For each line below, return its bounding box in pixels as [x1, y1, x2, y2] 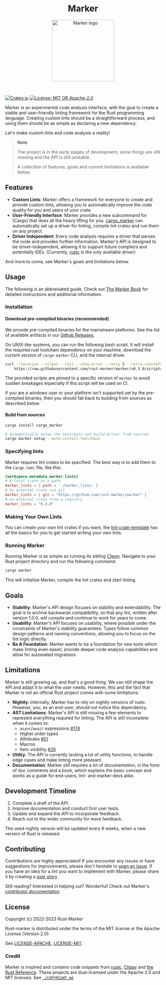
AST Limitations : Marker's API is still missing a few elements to [12, 709, 142, 715]
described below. [5, 401, 41, 407]
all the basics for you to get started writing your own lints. [5, 530, 123, 535]
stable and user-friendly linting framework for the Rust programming [5, 110, 144, 116]
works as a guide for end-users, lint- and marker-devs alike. [12, 773, 135, 779]
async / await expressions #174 [19, 725, 81, 731]
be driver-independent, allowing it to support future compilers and [12, 244, 147, 249]
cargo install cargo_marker [5, 423, 63, 428]
